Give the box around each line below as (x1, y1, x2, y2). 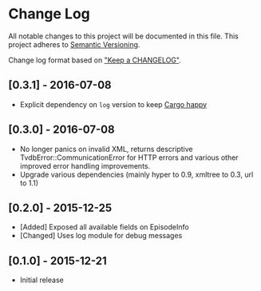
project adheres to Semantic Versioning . (8, 39, 140, 49)
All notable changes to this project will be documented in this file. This (8, 31, 239, 41)
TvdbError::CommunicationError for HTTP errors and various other (19, 153, 239, 162)
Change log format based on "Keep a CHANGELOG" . (8, 55, 181, 65)
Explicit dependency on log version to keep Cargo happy (19, 99, 208, 109)
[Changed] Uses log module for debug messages (19, 231, 183, 241)
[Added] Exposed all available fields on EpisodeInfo (19, 222, 189, 232)
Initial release (19, 275, 64, 285)
